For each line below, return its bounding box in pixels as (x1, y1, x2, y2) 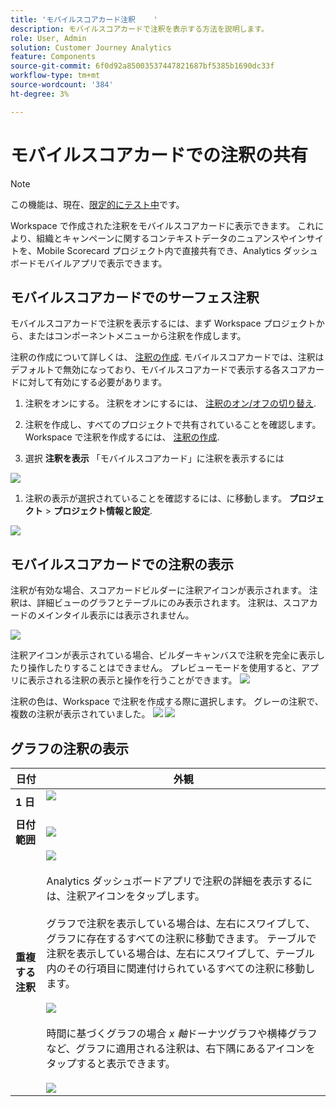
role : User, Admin (10, 33, 87, 43)
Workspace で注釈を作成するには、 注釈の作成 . (24, 431, 220, 443)
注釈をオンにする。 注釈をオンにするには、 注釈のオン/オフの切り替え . (24, 397, 317, 410)
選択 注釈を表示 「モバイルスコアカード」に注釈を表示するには (24, 452, 285, 465)
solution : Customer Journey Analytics (10, 42, 172, 53)
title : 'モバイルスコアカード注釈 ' (10, 14, 158, 25)
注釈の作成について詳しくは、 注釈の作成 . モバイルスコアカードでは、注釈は (10, 351, 325, 363)
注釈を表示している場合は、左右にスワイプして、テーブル (46, 947, 315, 960)
